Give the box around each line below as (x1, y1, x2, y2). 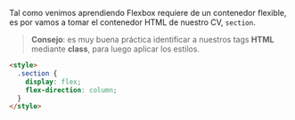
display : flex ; (25, 77, 82, 86)
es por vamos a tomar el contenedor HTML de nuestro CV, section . (9, 17, 256, 28)
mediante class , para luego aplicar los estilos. (30, 44, 201, 54)
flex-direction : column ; (25, 85, 118, 94)
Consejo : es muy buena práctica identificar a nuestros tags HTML (30, 35, 275, 44)
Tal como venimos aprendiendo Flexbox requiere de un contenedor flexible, (9, 8, 287, 18)
